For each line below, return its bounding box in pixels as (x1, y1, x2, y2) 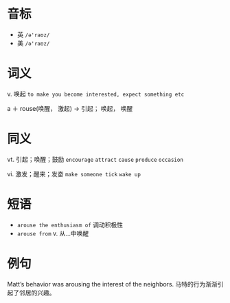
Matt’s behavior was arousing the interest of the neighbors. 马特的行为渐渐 (7, 280, 218, 288)
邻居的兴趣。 (19, 289, 56, 297)
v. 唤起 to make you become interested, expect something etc (7, 90, 185, 98)
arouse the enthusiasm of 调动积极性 (16, 220, 124, 229)
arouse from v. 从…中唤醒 (16, 229, 89, 238)
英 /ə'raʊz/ (16, 30, 50, 39)
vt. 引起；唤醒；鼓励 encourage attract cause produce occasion (7, 155, 184, 163)
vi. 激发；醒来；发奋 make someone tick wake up (7, 169, 141, 178)
